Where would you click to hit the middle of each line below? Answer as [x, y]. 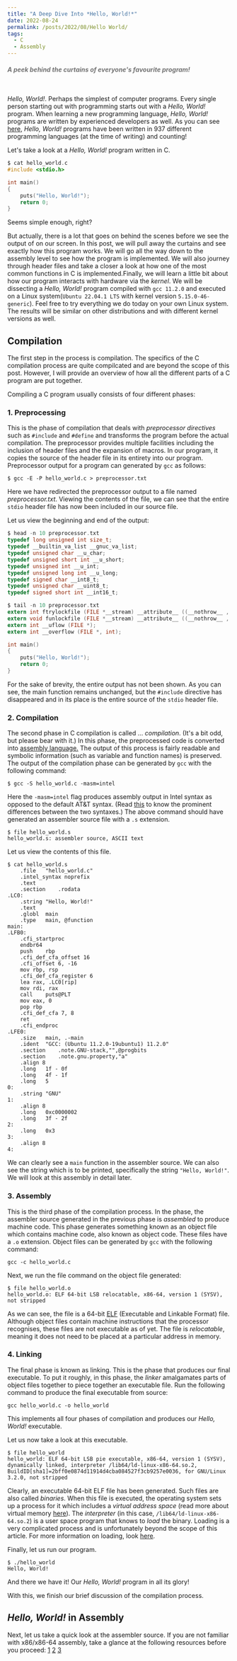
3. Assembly [29, 1196]
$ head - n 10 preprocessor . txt [53, 534]
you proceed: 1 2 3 [34, 1650]
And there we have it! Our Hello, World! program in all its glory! [98, 1582]
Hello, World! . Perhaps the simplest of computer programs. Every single [112, 99]
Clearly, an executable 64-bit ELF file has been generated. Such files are [113, 1490]
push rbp [37, 952]
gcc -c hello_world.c [39, 1262]
